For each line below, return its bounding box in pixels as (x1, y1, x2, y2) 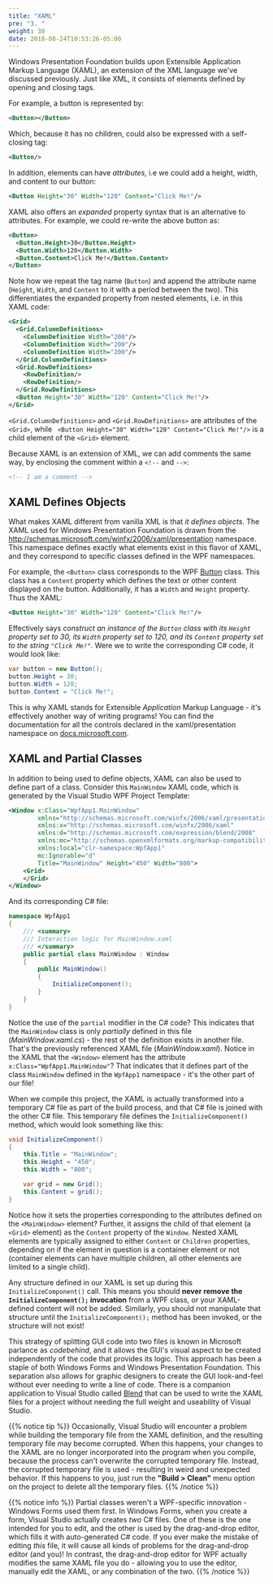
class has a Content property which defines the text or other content (8, 576, 237, 586)
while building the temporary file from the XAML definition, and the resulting (8, 1430, 263, 1439)
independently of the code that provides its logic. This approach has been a (8, 1353, 262, 1363)
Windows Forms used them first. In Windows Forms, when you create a (8, 1506, 248, 1516)
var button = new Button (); (8, 665, 104, 673)
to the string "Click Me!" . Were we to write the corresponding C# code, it (8, 641, 254, 651)
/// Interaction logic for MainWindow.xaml (23, 935, 173, 943)
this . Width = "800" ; (23, 1166, 93, 1174)
